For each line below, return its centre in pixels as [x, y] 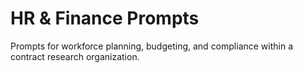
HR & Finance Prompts [105, 18]
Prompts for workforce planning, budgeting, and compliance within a [152, 46]
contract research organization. [75, 56]
